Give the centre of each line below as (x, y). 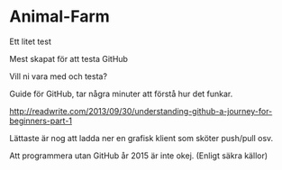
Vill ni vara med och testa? (59, 76)
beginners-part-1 (41, 121)
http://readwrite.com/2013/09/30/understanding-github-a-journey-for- (141, 111)
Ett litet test (30, 41)
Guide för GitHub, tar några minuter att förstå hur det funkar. (121, 94)
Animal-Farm (59, 17)
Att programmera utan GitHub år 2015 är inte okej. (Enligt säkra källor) (139, 156)
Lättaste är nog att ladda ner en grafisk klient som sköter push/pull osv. (141, 138)
